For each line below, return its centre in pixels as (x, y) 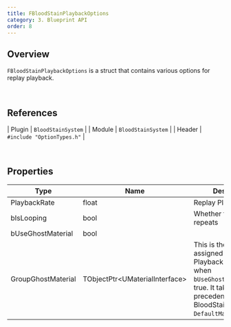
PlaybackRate (33, 202)
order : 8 (20, 26)
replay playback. (31, 78)
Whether (208, 214)
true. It (204, 287)
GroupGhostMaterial (43, 279)
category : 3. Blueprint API (47, 20)
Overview (29, 54)
